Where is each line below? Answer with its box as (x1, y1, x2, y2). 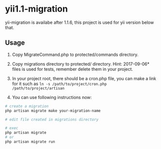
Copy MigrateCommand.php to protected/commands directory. (12, 51, 139, 57)
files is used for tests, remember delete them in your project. (12, 66, 133, 72)
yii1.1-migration (5, 3, 68, 15)
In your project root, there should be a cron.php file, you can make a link (12, 75, 157, 81)
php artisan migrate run (5, 139, 55, 144)
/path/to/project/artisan (12, 86, 64, 91)
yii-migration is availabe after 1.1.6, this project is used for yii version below (5, 19, 154, 25)
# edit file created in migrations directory (5, 117, 98, 122)
